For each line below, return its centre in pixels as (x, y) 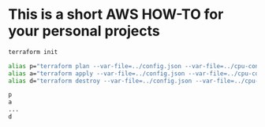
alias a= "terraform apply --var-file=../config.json (97, 73)
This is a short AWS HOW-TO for (116, 15)
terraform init (33, 52)
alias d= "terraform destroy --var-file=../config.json (100, 81)
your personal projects (84, 31)
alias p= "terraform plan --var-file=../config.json (95, 66)
